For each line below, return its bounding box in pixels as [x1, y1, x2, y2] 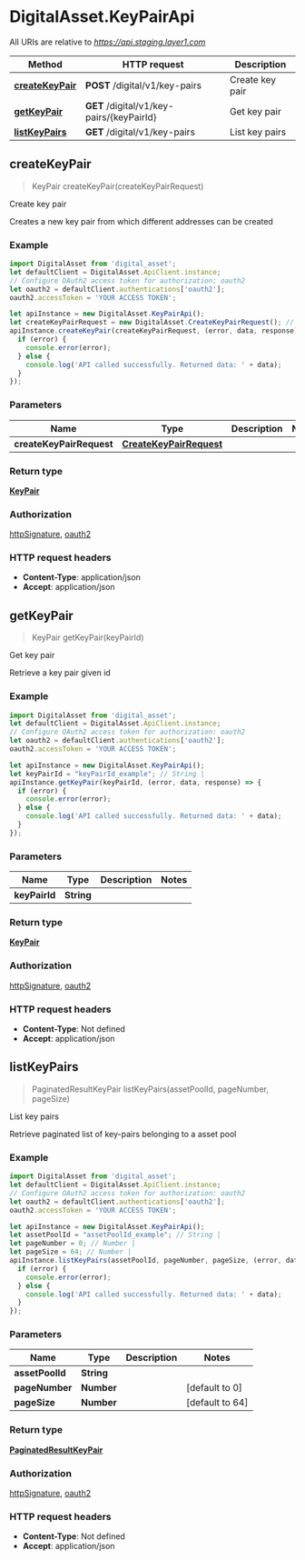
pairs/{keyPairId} [84, 111, 157, 124]
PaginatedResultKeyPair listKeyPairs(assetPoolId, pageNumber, [31, 1084, 270, 1095]
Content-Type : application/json [22, 572, 141, 583]
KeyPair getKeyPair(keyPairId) [31, 632, 144, 643]
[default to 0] [185, 1382, 243, 1395]
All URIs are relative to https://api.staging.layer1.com [9, 36, 206, 47]
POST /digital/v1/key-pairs [84, 79, 202, 92]
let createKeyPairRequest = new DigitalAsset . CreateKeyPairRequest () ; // [9, 318, 295, 327]
